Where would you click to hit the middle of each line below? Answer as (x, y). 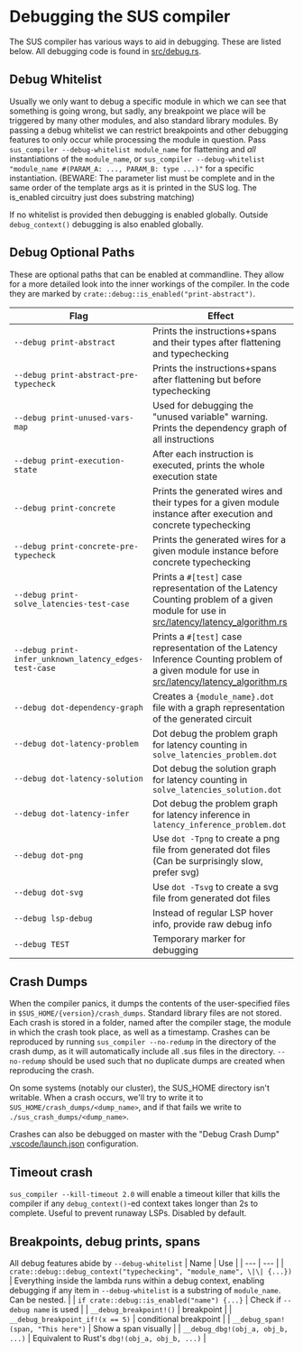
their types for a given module (216, 502)
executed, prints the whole (208, 464)
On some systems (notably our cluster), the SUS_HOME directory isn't (140, 1088)
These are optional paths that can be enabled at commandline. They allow (147, 274)
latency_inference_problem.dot (219, 824)
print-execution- (88, 460)
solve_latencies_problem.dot (215, 754)
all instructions (183, 439)
